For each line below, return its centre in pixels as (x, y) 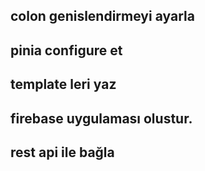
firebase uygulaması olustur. (101, 118)
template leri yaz (63, 84)
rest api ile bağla (62, 152)
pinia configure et (66, 50)
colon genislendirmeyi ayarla (102, 16)
